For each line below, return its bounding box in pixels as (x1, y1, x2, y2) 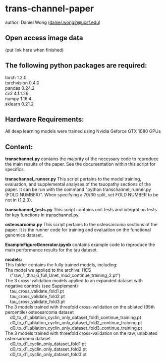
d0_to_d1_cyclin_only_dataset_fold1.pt (9, 341, 86, 347)
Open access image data (5, 34, 83, 42)
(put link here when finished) (5, 47, 64, 53)
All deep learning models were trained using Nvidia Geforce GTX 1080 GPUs (5, 128, 161, 134)
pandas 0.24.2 (5, 85, 35, 91)
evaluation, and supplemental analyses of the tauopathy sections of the (5, 181, 151, 187)
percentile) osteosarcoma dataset (5, 309, 74, 315)
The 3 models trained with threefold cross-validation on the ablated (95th (5, 304, 155, 310)
